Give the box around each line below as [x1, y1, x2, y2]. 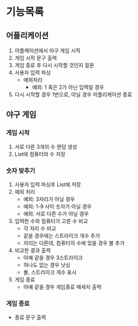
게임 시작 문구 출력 [14, 54, 57, 61]
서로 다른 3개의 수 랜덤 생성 [14, 143, 77, 150]
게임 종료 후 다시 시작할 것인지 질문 [14, 62, 95, 68]
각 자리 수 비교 [23, 225, 57, 232]
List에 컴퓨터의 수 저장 [14, 150, 65, 157]
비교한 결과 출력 [14, 246, 51, 253]
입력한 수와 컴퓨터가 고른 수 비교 [14, 217, 88, 224]
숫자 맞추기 [6, 166, 36, 174]
